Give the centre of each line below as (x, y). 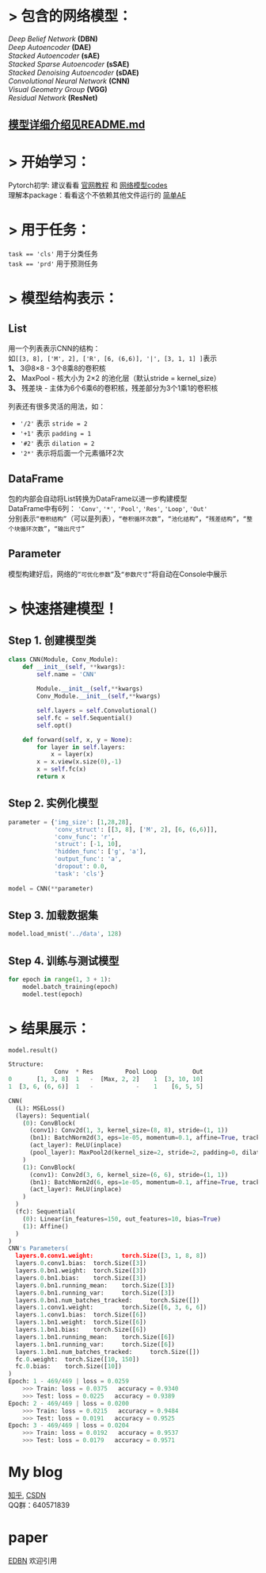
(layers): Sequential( (53, 1116)
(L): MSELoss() (40, 1108)
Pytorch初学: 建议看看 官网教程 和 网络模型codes (88, 185)
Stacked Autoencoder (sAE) (54, 56)
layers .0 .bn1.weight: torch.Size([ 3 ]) (81, 1271)
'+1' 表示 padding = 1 (55, 433)
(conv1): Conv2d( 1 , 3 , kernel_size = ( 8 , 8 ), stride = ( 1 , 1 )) (129, 1131)
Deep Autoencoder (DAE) (50, 47)
